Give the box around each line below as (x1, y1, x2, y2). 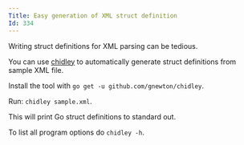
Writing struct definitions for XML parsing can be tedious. (8, 41, 198, 50)
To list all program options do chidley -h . (8, 127, 144, 137)
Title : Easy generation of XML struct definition (8, 11, 178, 20)
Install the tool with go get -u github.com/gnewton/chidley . (8, 81, 205, 91)
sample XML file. (8, 65, 64, 75)
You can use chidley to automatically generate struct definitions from (8, 57, 237, 66)
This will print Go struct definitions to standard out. (8, 111, 177, 121)
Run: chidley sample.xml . (8, 96, 92, 106)
